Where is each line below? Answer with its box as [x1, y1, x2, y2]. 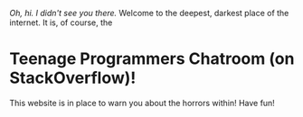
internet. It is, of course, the [9, 17, 113, 28]
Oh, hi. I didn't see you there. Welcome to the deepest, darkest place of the [9, 8, 289, 18]
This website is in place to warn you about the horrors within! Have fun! [9, 97, 276, 108]
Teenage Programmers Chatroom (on [9, 49, 295, 69]
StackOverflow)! [9, 67, 137, 88]
